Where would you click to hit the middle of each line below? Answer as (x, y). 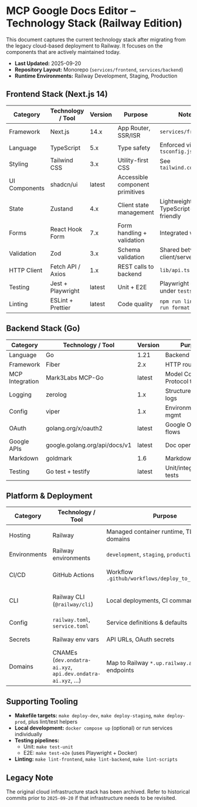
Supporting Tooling (42, 701)
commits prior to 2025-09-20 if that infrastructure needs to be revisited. (91, 798)
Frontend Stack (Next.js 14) (57, 94)
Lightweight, (177, 201)
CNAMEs (65, 653)
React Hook (66, 229)
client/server (177, 257)
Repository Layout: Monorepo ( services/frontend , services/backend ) (99, 69)
